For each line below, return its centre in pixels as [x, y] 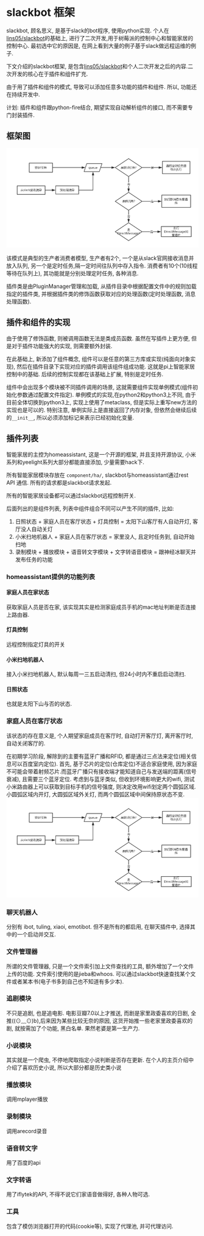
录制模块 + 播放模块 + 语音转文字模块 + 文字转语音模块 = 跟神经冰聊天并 [106, 552]
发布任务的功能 [34, 559]
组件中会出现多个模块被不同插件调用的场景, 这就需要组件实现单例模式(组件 [100, 387]
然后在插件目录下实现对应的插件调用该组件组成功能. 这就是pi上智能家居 [106, 367]
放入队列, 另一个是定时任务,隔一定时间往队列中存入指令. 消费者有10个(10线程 [102, 266]
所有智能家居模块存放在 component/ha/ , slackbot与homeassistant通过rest [97, 475]
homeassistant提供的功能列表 [51, 577]
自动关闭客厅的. [26, 743]
